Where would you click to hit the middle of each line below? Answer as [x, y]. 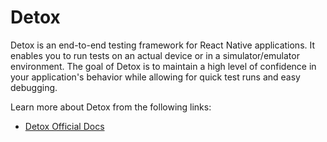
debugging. [34, 87]
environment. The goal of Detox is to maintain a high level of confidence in [163, 66]
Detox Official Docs [64, 126]
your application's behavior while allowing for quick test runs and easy [155, 77]
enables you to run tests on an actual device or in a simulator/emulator [155, 55]
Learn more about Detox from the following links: [111, 107]
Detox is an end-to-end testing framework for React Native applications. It [163, 45]
